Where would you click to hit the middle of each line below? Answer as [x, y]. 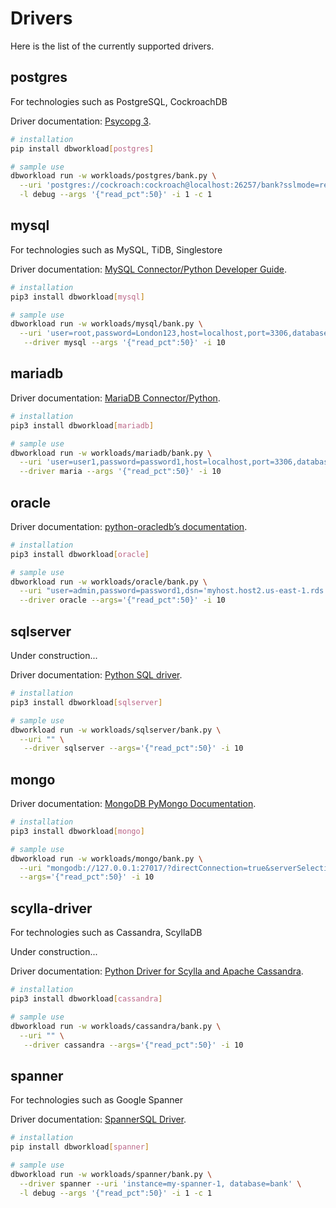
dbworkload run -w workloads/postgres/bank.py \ [113, 176]
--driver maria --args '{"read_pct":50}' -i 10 [120, 472]
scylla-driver [51, 908]
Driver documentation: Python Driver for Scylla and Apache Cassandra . [157, 971]
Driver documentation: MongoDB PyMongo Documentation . [133, 804]
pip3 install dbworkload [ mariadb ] [82, 425]
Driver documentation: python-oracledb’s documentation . [129, 526]
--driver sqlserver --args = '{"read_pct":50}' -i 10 [133, 748]
